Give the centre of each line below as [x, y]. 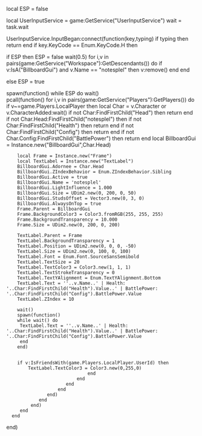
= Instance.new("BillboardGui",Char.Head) [59, 145]
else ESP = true [25, 82]
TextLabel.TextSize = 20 [48, 262]
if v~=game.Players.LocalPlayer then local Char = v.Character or [86, 106]
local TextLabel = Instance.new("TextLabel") [76, 161]
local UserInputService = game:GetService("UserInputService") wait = [94, 20]
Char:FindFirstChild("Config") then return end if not [70, 132]
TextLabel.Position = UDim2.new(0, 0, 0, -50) [77, 246]
